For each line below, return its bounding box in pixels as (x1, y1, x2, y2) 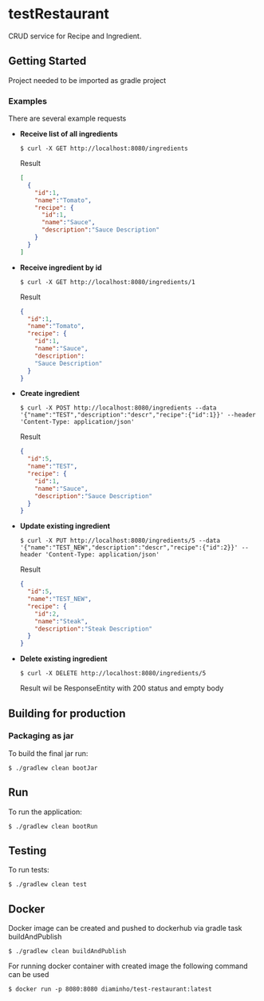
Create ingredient (19, 389, 80, 398)
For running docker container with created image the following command (8, 961, 248, 971)
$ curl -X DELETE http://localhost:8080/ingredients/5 (19, 670, 207, 678)
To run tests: (8, 865, 49, 875)
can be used (8, 970, 49, 979)
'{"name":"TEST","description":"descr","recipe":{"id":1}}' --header (19, 411, 257, 419)
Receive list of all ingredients (19, 129, 118, 139)
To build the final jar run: (8, 748, 89, 758)
